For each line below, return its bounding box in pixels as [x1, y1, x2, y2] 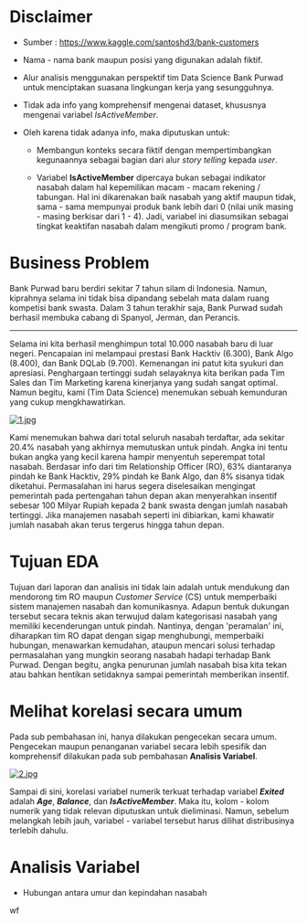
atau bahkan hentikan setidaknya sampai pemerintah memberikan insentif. [9, 669, 290, 680]
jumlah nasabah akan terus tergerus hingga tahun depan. [9, 519, 225, 530]
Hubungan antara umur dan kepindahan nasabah [22, 886, 207, 897]
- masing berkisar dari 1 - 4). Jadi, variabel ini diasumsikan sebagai [36, 210, 290, 221]
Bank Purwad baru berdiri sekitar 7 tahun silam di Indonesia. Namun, [9, 282, 268, 293]
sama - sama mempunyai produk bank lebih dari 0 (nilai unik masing [36, 201, 294, 212]
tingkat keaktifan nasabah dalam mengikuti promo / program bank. [36, 220, 288, 231]
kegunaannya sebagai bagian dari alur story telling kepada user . [36, 154, 278, 165]
